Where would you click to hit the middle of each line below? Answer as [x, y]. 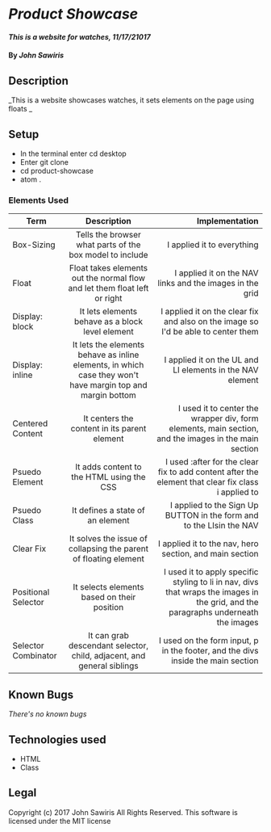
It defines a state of [108, 511]
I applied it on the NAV [217, 273]
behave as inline [108, 355]
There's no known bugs [48, 714]
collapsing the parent [108, 548]
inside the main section [215, 661]
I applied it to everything [213, 245]
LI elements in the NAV [216, 370]
